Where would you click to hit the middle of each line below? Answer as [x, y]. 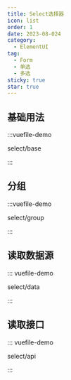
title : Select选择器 [36, 14]
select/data [24, 287]
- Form [23, 60]
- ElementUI [31, 47]
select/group [26, 217]
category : [22, 40]
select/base [24, 148]
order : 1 [20, 27]
